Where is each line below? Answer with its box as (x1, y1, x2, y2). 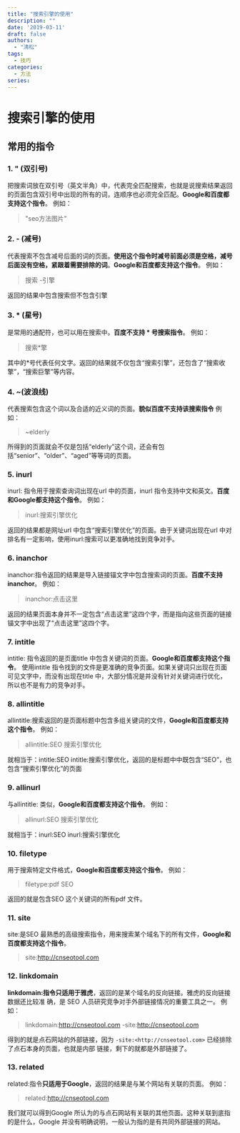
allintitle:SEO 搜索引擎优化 (24, 740, 102, 749)
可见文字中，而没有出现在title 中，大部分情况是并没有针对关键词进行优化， (7, 672, 227, 681)
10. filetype (7, 848, 47, 858)
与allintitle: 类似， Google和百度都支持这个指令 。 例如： (7, 799, 170, 808)
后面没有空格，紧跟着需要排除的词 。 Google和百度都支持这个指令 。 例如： (7, 260, 225, 269)
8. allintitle (7, 699, 45, 709)
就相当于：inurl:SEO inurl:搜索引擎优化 (7, 830, 120, 839)
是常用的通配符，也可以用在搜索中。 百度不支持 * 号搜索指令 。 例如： (7, 328, 210, 336)
